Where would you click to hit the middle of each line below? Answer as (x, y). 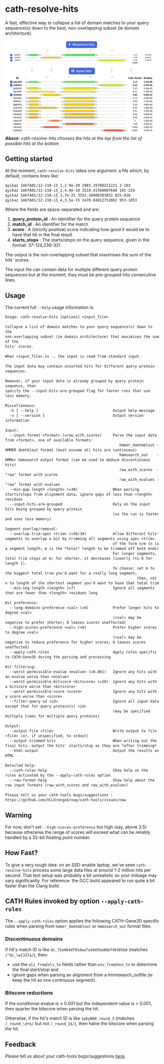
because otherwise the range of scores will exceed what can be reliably (78, 832)
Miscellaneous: (21, 406)
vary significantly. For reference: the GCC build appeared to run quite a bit (80, 880)
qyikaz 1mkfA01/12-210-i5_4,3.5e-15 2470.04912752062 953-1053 (71, 201)
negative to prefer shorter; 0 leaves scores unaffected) (66, 623)
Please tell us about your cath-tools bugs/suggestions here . (66, 1056)
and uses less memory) (28, 519)
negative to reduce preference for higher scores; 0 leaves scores (76, 642)
